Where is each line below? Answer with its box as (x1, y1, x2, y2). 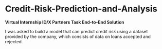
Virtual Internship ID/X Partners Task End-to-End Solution (5, 19, 125, 25)
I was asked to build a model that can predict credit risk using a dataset (5, 28, 148, 34)
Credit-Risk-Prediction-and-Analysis (5, 3, 158, 14)
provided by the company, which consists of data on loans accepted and (5, 34, 151, 39)
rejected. (5, 38, 23, 44)
